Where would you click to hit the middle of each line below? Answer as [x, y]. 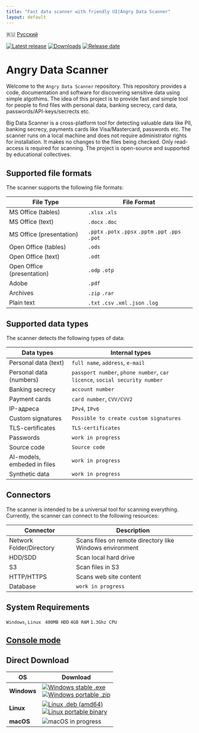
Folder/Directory [32, 548]
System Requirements [48, 607]
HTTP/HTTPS [28, 576]
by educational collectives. [39, 154]
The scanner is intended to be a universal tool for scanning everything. [92, 509]
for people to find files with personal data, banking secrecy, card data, [92, 105]
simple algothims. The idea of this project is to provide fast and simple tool [97, 99]
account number [93, 390]
